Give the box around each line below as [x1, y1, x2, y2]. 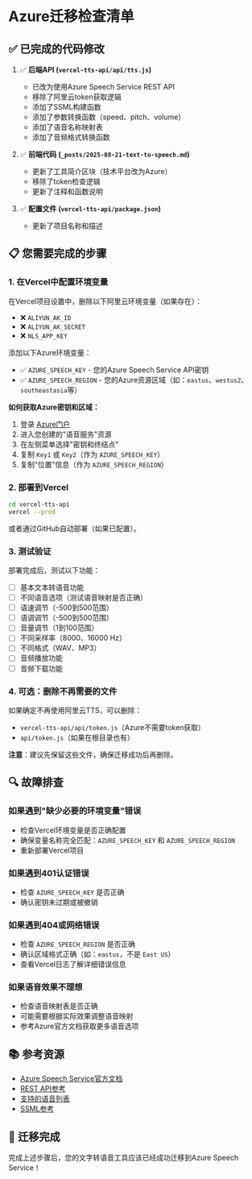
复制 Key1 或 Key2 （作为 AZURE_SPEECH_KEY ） [19, 449, 165, 459]
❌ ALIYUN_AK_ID [19, 312, 72, 322]
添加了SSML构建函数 [31, 102, 102, 111]
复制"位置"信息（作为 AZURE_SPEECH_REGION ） [19, 459, 168, 469]
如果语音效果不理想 [8, 982, 83, 993]
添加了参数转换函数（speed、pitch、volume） [31, 112, 186, 122]
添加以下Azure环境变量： [8, 347, 92, 357]
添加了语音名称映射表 [31, 122, 103, 131]
